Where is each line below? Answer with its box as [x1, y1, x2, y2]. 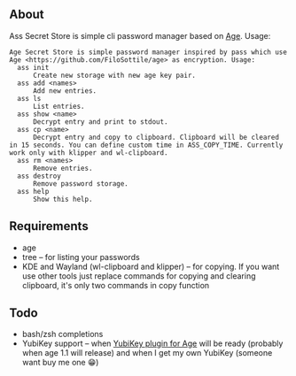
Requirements [9, 219, 89, 234]
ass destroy [17, 172, 62, 180]
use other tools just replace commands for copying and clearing [21, 270, 256, 281]
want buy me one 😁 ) [21, 357, 99, 368]
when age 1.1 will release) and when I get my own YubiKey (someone [21, 348, 273, 358]
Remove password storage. [32, 179, 129, 188]
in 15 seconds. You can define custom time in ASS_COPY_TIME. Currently [9, 141, 284, 150]
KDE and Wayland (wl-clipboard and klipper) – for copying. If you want [21, 261, 280, 272]
